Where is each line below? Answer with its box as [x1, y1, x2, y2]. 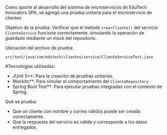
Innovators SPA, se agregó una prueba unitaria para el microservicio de [5, 9, 152, 15]
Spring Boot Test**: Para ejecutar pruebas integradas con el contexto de [12, 83, 162, 89]
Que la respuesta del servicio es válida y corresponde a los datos [12, 119, 147, 124]
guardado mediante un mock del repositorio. [5, 35, 97, 41]
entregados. [12, 124, 37, 130]
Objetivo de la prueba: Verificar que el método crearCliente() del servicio [5, 24, 158, 30]
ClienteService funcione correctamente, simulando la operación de [5, 30, 144, 35]
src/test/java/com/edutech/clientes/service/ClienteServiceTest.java [5, 54, 153, 59]
